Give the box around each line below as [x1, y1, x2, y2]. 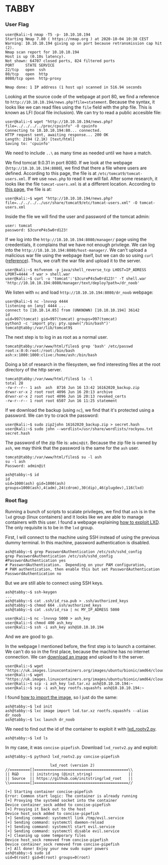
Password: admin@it [5, 464, 46, 469]
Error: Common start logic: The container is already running [5, 793, 137, 798]
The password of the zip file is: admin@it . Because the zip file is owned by [5, 440, 157, 446]
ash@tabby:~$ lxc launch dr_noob [5, 717, 75, 722]
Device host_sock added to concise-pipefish [5, 811, 99, 816]
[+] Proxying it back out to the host [5, 806, 86, 812]
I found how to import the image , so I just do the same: [5, 694, 117, 700]
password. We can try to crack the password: [5, 412, 99, 418]
